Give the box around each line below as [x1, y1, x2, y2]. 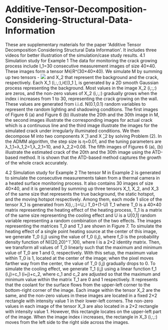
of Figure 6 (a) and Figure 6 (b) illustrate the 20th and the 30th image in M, [5, 112, 159, 118]
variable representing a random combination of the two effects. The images [5, 217, 161, 223]
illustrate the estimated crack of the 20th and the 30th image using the [5, 149, 151, 155]
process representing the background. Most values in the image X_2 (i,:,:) [5, 85, 157, 91]
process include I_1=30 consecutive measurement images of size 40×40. [5, 63, 156, 69]
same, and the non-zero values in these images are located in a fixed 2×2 [5, 292, 157, 298]
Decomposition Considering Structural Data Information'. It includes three [5, 47, 157, 53]
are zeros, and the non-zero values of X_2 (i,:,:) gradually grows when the [5, 90, 157, 96]
